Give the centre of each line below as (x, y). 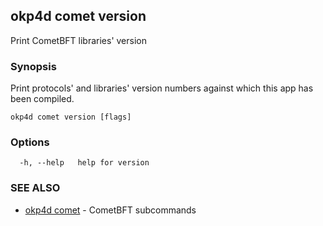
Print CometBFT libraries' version (78, 40)
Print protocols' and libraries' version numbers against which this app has (162, 88)
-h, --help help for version (84, 163)
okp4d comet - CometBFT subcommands (110, 210)
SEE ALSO (35, 188)
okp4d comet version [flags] (71, 117)
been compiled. (42, 99)
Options (30, 142)
